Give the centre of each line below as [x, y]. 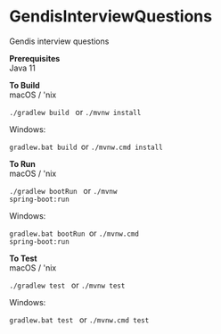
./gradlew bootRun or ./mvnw [63, 190]
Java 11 [22, 68]
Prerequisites [35, 58]
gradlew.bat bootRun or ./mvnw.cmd [74, 233]
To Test [23, 258]
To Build [25, 85]
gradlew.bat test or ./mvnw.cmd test [79, 320]
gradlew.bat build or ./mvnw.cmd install [86, 146]
